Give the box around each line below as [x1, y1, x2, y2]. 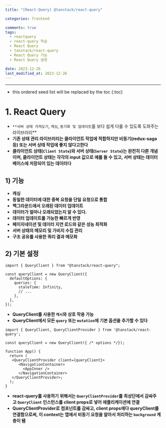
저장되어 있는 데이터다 [29, 160, 72, 166]
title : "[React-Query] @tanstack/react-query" [5, 7, 103, 12]
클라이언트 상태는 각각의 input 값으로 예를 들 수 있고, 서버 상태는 [23, 154, 145, 160]
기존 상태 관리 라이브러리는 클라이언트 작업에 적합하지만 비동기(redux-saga [12, 136, 157, 142]
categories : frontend [5, 16, 50, 21]
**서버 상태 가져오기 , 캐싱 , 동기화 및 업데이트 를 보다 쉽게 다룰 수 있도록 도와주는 [12, 123, 159, 129]
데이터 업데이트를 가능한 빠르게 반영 [12, 215, 81, 221]
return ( [9, 353, 28, 358]
